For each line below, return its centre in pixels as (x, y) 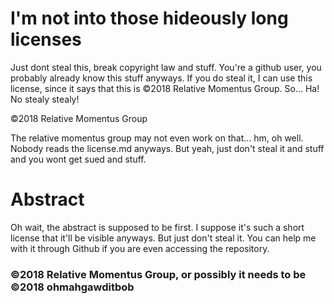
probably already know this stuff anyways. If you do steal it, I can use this (161, 78)
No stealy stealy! (45, 99)
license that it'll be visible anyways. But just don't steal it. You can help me (163, 238)
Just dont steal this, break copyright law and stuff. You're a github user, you (166, 67)
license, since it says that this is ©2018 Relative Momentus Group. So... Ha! (165, 88)
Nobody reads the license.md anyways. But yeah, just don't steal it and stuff (167, 148)
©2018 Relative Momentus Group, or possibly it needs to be (158, 274)
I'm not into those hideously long (149, 18)
